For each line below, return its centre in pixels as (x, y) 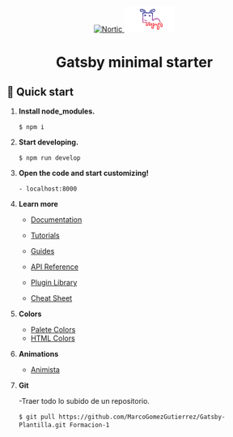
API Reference (55, 267)
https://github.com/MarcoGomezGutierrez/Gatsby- (142, 417)
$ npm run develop (49, 158)
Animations (38, 354)
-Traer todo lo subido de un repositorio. (84, 401)
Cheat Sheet (51, 298)
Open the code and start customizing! (84, 174)
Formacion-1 (90, 425)
